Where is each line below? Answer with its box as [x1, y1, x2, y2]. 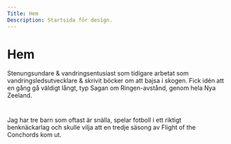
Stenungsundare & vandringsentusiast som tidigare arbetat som [7, 69, 189, 78]
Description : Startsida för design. [7, 17, 113, 24]
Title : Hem [7, 10, 39, 17]
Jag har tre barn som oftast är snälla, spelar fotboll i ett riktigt [7, 116, 182, 124]
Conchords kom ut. [7, 130, 62, 138]
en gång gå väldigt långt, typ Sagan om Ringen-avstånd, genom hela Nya [7, 84, 216, 92]
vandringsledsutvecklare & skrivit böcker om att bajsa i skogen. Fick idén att [7, 77, 225, 85]
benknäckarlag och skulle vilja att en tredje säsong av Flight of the [7, 123, 196, 132]
